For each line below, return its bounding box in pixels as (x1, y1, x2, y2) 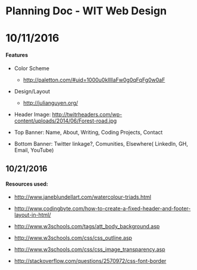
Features (5, 51, 28, 58)
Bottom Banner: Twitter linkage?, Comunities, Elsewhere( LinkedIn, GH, (14, 140, 188, 147)
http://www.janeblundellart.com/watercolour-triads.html (14, 193, 152, 200)
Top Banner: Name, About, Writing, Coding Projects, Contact (14, 128, 163, 136)
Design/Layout (14, 87, 51, 95)
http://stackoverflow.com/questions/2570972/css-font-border (14, 258, 167, 265)
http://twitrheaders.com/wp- (52, 111, 123, 118)
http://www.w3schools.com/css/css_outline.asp (14, 234, 132, 241)
